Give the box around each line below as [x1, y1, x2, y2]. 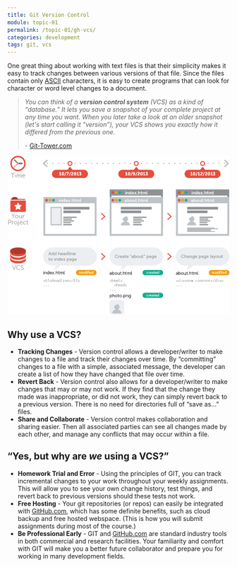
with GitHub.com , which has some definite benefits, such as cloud [17, 506, 210, 515]
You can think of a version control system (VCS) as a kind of [24, 98, 204, 106]
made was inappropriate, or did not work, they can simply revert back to [17, 392, 228, 401]
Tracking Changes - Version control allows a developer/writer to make [17, 347, 224, 356]
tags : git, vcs [7, 41, 52, 49]
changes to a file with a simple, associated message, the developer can [17, 363, 226, 370]
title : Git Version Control [7, 11, 90, 18]
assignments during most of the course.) [17, 522, 136, 530]
